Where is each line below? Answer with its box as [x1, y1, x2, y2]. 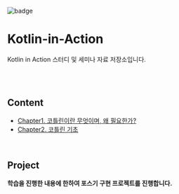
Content [7, 97, 44, 109]
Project [7, 160, 40, 172]
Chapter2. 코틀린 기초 [17, 125, 79, 133]
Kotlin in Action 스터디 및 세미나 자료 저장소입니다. [7, 55, 146, 63]
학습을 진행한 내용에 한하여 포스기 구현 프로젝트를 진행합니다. [7, 179, 173, 187]
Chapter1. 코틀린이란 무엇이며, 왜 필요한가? [17, 116, 137, 125]
